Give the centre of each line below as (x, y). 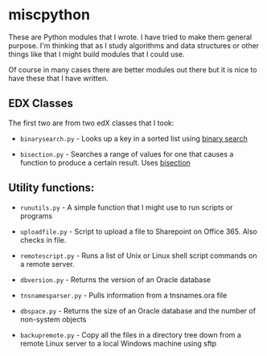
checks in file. (43, 239)
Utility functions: (51, 188)
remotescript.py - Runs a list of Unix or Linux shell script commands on (138, 256)
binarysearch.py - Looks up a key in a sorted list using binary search (133, 138)
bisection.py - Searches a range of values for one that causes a (127, 153)
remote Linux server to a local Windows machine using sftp (118, 343)
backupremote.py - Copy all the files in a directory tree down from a (130, 334)
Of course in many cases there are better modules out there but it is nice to (133, 69)
